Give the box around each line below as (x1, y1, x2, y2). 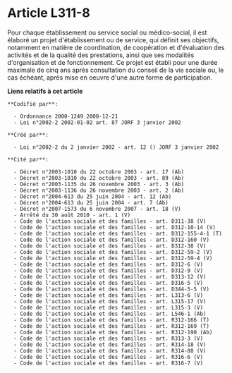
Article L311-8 (7, 5, 90, 21)
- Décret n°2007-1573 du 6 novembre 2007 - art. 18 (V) (13, 205, 181, 212)
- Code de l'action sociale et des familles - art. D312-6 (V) (13, 261, 203, 268)
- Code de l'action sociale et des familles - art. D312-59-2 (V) (13, 248, 213, 255)
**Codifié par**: (7, 100, 59, 107)
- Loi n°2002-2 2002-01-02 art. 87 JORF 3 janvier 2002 (13, 118, 181, 126)
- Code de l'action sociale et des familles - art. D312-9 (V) (13, 267, 203, 274)
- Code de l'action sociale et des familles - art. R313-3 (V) (13, 335, 203, 342)
